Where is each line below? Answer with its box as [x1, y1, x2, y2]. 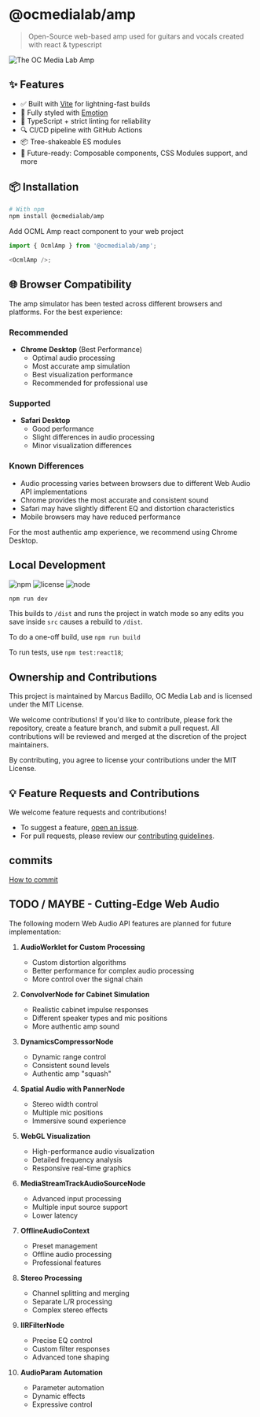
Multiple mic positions [31, 1107, 104, 1117]
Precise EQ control [31, 1335, 93, 1345]
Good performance [31, 424, 94, 434]
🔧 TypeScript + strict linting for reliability [20, 116, 152, 125]
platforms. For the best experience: [9, 307, 123, 317]
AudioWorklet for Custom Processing [20, 942, 145, 951]
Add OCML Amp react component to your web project [9, 227, 184, 236]
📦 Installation [9, 180, 79, 194]
